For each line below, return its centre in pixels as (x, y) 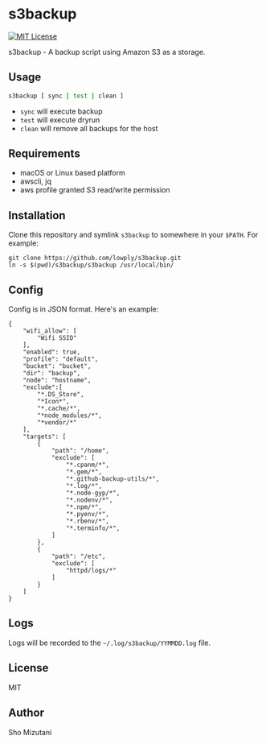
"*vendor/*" (57, 423)
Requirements (44, 154)
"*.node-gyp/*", (93, 493)
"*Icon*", (53, 402)
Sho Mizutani (30, 732)
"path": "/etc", (78, 556)
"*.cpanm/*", (88, 465)
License (29, 668)
